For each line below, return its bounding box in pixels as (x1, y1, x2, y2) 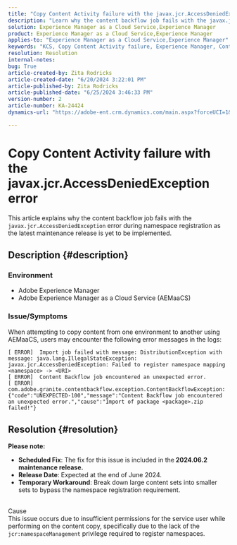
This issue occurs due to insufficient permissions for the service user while (8, 515, 226, 523)
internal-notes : (8, 56, 56, 64)
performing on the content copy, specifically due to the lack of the (8, 522, 200, 530)
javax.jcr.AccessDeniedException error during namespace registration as (8, 221, 221, 229)
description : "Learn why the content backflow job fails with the (8, 17, 207, 24)
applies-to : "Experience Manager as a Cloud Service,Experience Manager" (8, 37, 229, 44)
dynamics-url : (8, 109, 50, 116)
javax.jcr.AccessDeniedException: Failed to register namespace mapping (8, 361, 226, 368)
